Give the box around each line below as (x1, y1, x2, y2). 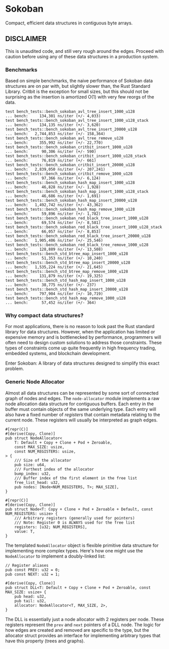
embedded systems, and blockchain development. (5, 350, 111, 356)
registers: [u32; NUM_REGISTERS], (14, 524, 87, 530)
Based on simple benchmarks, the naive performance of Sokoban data (5, 78, 153, 84)
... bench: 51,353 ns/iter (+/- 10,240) (5, 256, 103, 261)
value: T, (14, 529, 36, 534)
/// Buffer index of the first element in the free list (14, 475, 138, 480)
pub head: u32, (14, 594, 47, 599)
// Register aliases (5, 563, 49, 568)
